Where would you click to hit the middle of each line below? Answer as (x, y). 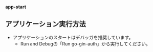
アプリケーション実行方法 (46, 24)
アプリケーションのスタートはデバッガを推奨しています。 (73, 37)
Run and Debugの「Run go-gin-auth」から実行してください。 (85, 44)
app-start (16, 7)
